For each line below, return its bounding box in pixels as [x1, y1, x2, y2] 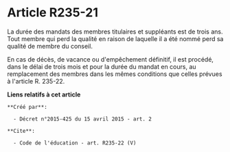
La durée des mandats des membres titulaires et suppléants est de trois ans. [7, 27, 223, 36]
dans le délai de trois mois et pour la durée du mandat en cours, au [7, 62, 197, 71]
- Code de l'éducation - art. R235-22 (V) [13, 139, 137, 147]
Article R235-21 [7, 5, 98, 21]
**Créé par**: [7, 103, 48, 110]
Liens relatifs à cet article [7, 90, 81, 99]
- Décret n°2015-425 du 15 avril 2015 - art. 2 [13, 115, 152, 123]
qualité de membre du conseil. [7, 42, 93, 50]
